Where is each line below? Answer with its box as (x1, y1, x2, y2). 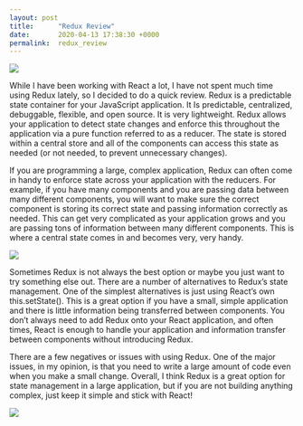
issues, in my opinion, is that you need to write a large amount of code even (9, 361, 291, 372)
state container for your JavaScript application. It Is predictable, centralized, (9, 99, 293, 110)
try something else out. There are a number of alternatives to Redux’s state (9, 277, 289, 288)
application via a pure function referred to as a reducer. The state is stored (9, 128, 287, 139)
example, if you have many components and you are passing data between (9, 185, 289, 195)
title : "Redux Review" (9, 22, 116, 31)
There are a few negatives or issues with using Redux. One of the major (9, 352, 276, 363)
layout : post (9, 13, 59, 23)
